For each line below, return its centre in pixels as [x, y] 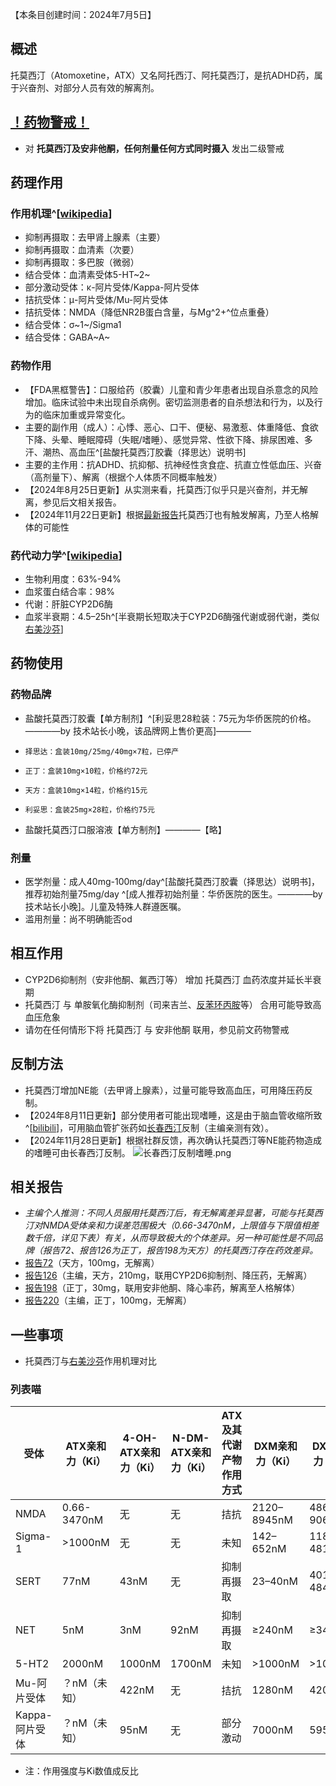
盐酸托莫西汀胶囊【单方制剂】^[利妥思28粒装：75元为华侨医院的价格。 [170, 718]
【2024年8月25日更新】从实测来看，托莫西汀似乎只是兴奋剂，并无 [162, 489]
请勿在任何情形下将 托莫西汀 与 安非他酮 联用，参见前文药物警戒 [157, 1029]
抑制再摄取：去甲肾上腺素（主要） [95, 237]
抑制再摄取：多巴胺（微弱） [82, 262]
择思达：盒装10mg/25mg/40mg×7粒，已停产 [102, 751]
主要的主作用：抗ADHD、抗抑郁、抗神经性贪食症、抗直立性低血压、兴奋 [173, 464]
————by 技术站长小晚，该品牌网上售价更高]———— [138, 730]
